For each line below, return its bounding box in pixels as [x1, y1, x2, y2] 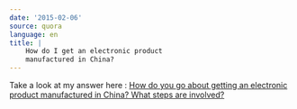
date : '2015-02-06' [9, 13, 83, 23]
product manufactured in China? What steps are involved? [9, 89, 225, 100]
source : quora [9, 22, 63, 31]
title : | [9, 38, 42, 48]
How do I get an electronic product [25, 47, 164, 56]
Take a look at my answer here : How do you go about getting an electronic [9, 80, 288, 90]
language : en [9, 30, 58, 39]
